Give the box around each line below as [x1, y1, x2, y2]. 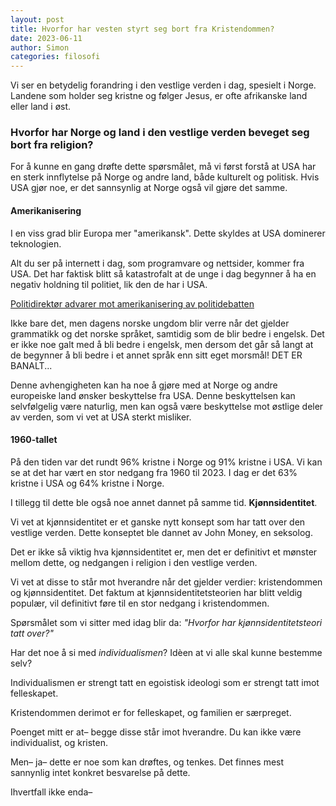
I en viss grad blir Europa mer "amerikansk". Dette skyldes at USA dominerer [10, 227, 326, 239]
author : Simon [10, 42, 70, 53]
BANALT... [10, 359, 53, 371]
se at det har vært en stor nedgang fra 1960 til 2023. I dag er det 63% [10, 466, 298, 478]
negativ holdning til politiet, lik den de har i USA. [10, 278, 208, 290]
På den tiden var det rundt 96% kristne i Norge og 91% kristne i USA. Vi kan [10, 456, 323, 468]
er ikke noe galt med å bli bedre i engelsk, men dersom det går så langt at [10, 338, 314, 350]
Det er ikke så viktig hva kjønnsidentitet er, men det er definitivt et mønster [10, 546, 318, 558]
